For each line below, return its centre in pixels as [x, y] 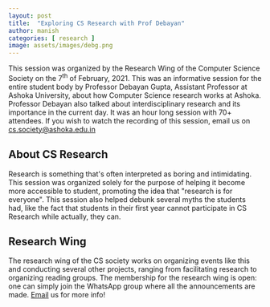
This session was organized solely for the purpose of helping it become [127, 182]
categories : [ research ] [51, 38]
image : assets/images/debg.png [61, 46]
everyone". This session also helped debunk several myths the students [127, 199]
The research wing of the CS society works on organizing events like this [129, 261]
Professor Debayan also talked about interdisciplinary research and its [125, 103]
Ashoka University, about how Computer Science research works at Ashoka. [135, 95]
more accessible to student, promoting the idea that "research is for [121, 191]
